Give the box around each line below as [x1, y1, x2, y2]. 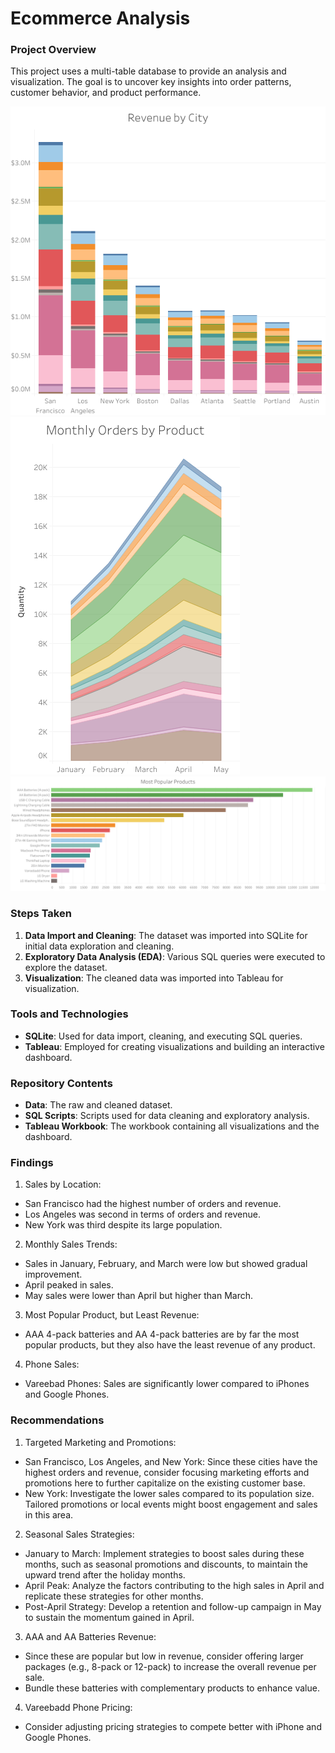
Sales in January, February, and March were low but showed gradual [24, 1258, 308, 1270]
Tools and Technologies [10, 1007, 129, 1021]
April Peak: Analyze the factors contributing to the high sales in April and [24, 1579, 325, 1591]
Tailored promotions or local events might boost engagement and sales [24, 1498, 318, 1510]
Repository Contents [10, 1076, 113, 1090]
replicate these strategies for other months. [24, 1590, 204, 1602]
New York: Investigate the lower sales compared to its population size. [24, 1487, 315, 1499]
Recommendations [10, 1413, 105, 1427]
